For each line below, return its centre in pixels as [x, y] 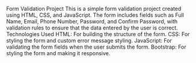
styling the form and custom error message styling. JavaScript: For [89, 40]
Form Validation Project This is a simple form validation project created [94, 9]
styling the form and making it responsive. [58, 53]
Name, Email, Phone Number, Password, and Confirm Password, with [92, 21]
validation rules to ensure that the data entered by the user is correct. [92, 28]
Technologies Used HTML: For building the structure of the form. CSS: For [98, 34]
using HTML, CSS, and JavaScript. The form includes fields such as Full [95, 15]
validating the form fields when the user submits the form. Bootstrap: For [96, 47]
